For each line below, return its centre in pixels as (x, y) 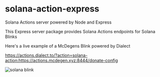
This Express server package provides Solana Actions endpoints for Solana (80, 31)
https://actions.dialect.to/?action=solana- (46, 55)
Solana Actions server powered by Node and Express (58, 22)
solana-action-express (52, 9)
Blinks (11, 37)
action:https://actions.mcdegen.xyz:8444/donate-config (62, 60)
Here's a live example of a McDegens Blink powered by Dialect (68, 46)
